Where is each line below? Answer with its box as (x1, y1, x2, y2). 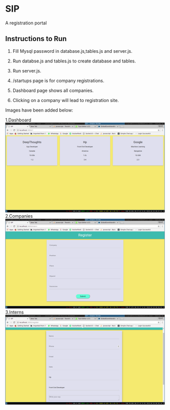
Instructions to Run (5, 35, 67, 43)
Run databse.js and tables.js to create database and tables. (12, 58, 136, 64)
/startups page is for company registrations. (12, 77, 105, 84)
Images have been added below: (5, 107, 73, 113)
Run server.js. (12, 67, 41, 74)
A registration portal (5, 20, 47, 26)
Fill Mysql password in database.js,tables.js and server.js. (12, 48, 133, 54)
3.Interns (5, 309, 24, 315)
